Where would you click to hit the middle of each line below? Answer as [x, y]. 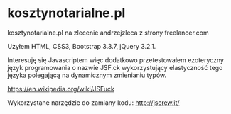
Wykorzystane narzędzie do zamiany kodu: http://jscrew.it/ [93, 102]
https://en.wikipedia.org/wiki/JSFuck [61, 89]
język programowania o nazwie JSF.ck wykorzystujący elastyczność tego [115, 67]
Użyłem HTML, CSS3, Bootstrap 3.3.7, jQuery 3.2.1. [82, 46]
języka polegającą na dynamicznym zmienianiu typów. [87, 75]
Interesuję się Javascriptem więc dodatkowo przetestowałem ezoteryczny [116, 60]
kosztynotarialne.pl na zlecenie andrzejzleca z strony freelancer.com [108, 33]
